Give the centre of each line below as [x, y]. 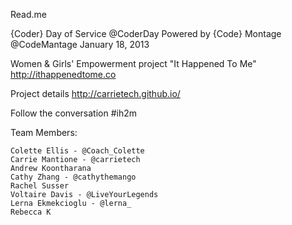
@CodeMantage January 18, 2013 [80, 44]
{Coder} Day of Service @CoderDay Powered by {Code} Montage [146, 33]
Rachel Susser [40, 186]
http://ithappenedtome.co [63, 74]
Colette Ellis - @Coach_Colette [77, 151]
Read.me [28, 14]
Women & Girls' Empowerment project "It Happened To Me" [133, 63]
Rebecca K [31, 212]
